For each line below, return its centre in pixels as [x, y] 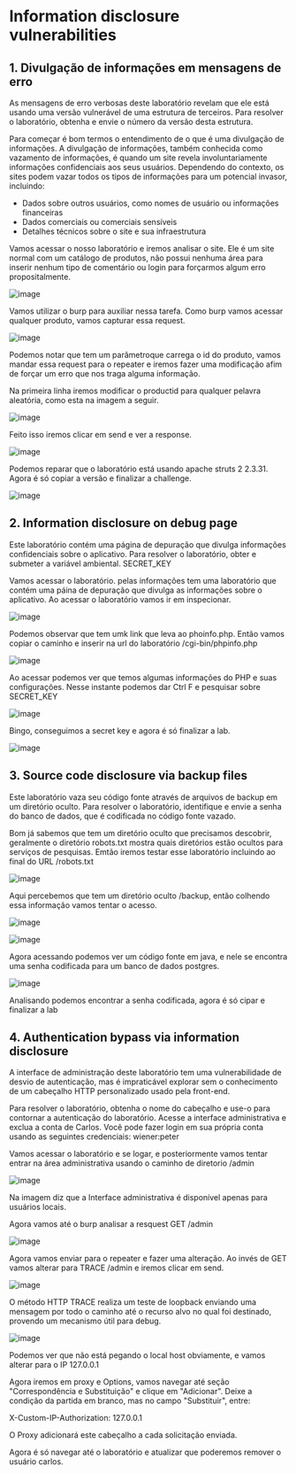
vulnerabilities [63, 35]
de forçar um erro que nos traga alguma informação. [105, 373]
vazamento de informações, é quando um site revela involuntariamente [138, 158]
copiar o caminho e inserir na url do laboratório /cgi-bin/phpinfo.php [133, 643]
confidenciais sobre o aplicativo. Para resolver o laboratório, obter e [133, 554]
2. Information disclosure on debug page [124, 523]
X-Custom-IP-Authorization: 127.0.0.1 [76, 1418]
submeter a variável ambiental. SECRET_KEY [91, 563]
